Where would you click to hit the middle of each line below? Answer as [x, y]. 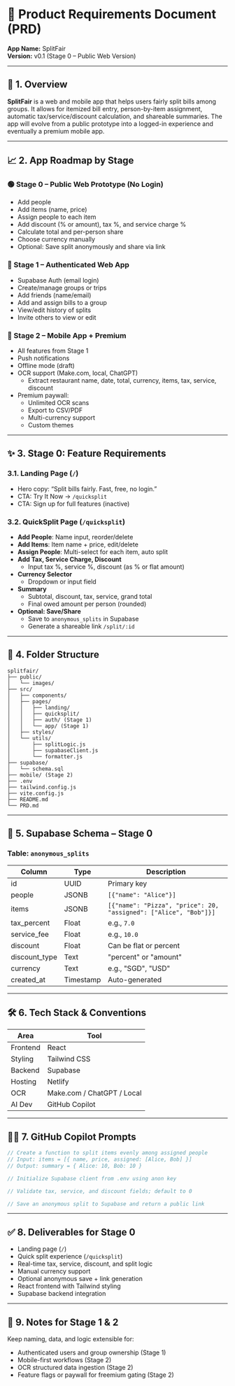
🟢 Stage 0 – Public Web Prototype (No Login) [85, 185]
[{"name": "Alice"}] [142, 894]
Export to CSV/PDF [55, 410]
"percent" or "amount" [145, 956]
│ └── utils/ [29, 738]
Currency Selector [44, 574]
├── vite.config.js [36, 793]
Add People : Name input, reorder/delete [75, 537]
